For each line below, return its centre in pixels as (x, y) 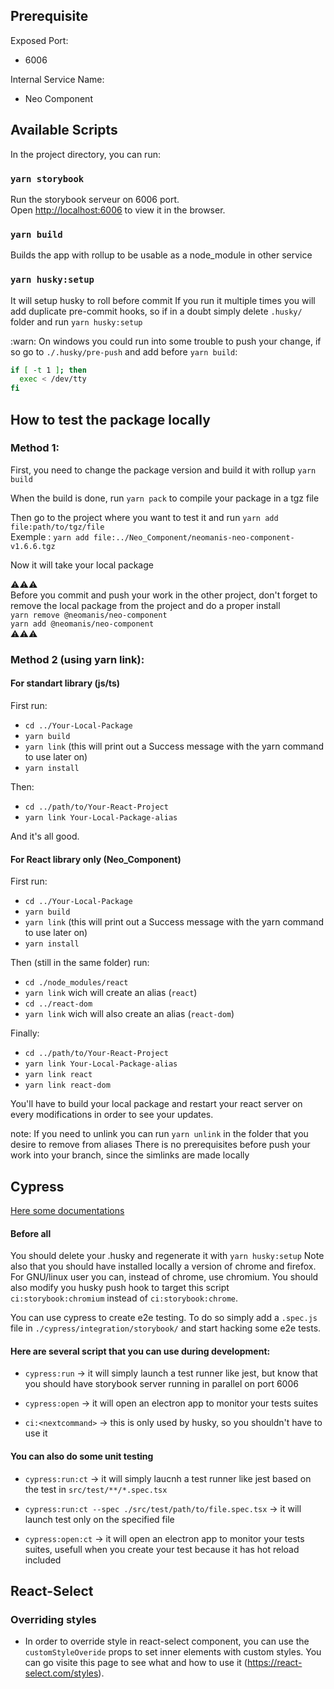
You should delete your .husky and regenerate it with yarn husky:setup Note (167, 1256)
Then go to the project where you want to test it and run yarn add (144, 517)
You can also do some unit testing (82, 1456)
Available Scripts (64, 130)
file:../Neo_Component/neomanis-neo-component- (194, 537)
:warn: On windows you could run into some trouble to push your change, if (166, 341)
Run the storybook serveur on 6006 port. (95, 199)
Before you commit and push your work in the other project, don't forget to (164, 595)
